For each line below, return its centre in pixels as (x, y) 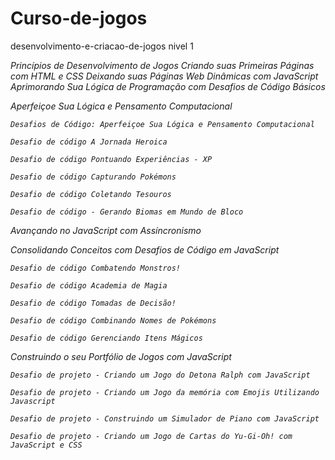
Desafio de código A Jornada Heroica (89, 142)
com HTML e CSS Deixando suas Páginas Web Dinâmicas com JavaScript (164, 76)
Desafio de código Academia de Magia (89, 285)
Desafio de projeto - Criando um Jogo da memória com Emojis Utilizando (165, 392)
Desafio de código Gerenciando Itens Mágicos (106, 338)
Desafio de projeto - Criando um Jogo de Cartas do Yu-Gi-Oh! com (151, 436)
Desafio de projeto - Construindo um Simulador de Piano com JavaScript (165, 418)
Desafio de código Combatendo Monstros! (96, 268)
